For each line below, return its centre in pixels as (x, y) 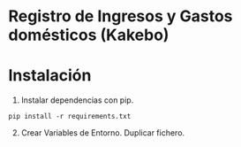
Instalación (50, 76)
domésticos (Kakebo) (89, 35)
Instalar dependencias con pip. (77, 100)
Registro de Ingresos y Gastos (120, 16)
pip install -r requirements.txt (70, 117)
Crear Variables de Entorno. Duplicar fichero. (103, 133)
